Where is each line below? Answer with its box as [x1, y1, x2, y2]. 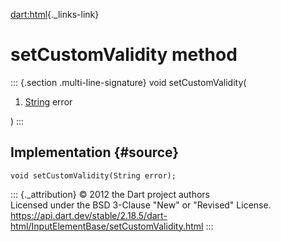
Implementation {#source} [10, 144, 180, 161]
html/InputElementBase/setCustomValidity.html [10, 220, 204, 232]
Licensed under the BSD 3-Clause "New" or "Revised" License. [10, 199, 272, 211]
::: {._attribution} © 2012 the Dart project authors [10, 188, 210, 200]
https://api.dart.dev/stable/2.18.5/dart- [10, 209, 168, 221]
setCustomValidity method [10, 44, 238, 66]
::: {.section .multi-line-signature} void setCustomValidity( [10, 76, 247, 88]
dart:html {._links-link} [10, 9, 100, 20]
